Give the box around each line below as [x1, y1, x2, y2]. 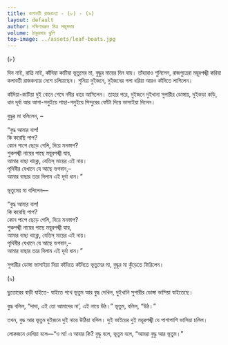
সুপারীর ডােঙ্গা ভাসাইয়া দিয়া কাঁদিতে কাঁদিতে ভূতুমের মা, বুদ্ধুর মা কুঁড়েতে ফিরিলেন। [7, 261, 164, 269]
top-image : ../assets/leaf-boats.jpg [7, 36, 116, 43]
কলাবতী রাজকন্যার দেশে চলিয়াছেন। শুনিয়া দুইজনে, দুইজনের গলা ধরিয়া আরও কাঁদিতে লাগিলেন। [7, 77, 193, 85]
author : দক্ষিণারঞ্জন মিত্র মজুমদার [7, 23, 75, 30]
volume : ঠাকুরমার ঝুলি [7, 29, 55, 37]
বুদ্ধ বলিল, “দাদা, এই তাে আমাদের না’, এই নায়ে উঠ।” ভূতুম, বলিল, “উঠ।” [7, 302, 157, 310]
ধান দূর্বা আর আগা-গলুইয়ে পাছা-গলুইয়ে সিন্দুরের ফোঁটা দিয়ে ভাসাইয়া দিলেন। [7, 98, 156, 106]
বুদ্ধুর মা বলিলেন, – [7, 112, 44, 120]
